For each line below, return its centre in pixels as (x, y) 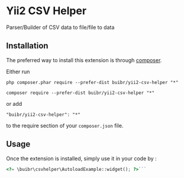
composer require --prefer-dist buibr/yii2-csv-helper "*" (80, 93)
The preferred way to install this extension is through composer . (84, 60)
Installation (27, 46)
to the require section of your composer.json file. (65, 125)
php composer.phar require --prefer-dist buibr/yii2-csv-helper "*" (92, 82)
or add (14, 103)
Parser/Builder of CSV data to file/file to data (60, 27)
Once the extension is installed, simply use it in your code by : (81, 158)
